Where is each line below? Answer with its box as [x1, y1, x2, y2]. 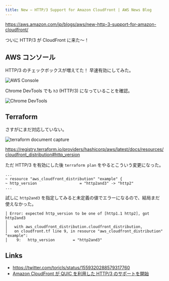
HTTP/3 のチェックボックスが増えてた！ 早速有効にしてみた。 [5, 67, 134, 74]
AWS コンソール [5, 53, 56, 62]
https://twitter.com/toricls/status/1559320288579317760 [12, 265, 130, 271]
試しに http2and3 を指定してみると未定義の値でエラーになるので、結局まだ [5, 195, 160, 201]
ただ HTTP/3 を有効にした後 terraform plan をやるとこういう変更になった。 [5, 162, 164, 168]
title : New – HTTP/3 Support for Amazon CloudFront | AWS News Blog [5, 7, 152, 13]
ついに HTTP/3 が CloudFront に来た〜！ [5, 37, 89, 43]
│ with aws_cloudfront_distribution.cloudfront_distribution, [5, 225, 143, 230]
